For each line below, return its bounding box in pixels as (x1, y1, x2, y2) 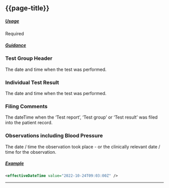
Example (5, 160, 24, 166)
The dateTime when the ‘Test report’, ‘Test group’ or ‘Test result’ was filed (5, 114, 158, 120)
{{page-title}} (5, 4, 50, 13)
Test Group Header (5, 55, 53, 62)
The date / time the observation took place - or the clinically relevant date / (5, 143, 160, 150)
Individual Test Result (5, 79, 59, 86)
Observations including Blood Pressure (5, 132, 103, 139)
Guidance (5, 42, 26, 48)
